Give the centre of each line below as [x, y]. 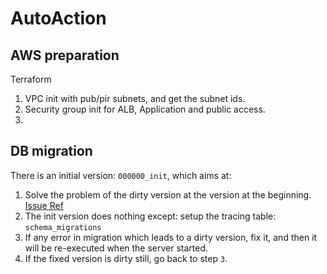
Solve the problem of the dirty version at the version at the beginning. [168, 194]
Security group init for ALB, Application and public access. [145, 109]
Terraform [31, 79]
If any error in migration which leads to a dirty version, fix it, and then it [171, 237]
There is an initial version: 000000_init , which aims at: [121, 175]
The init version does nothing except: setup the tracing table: [150, 216]
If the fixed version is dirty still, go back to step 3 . [126, 258]
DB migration [51, 151]
